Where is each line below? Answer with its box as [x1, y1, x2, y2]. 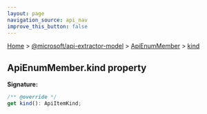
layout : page [7, 10, 45, 17]
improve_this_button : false [7, 23, 88, 30]
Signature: [7, 80, 38, 88]
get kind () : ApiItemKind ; [7, 100, 81, 107]
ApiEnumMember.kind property [7, 61, 147, 73]
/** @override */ [7, 94, 57, 101]
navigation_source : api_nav [7, 17, 88, 23]
